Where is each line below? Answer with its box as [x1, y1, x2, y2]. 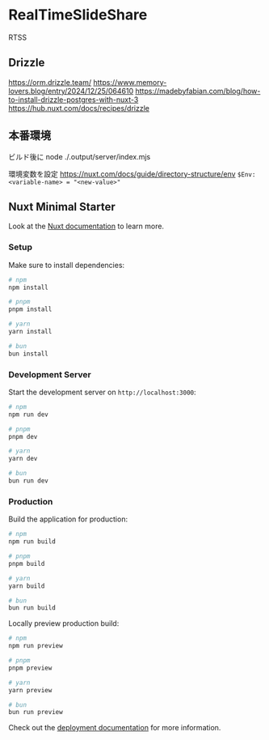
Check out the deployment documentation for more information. [8, 723, 221, 733]
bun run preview [8, 708, 63, 717]
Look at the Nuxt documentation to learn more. [8, 221, 164, 232]
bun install [8, 350, 48, 358]
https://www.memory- [92, 77, 167, 87]
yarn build [8, 581, 45, 590]
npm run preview [8, 642, 63, 650]
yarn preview [8, 686, 53, 694]
